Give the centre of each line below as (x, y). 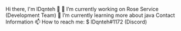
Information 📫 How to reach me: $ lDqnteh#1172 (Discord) (76, 22)
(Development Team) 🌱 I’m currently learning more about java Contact (90, 15)
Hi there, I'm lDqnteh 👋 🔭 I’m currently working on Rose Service (82, 9)
